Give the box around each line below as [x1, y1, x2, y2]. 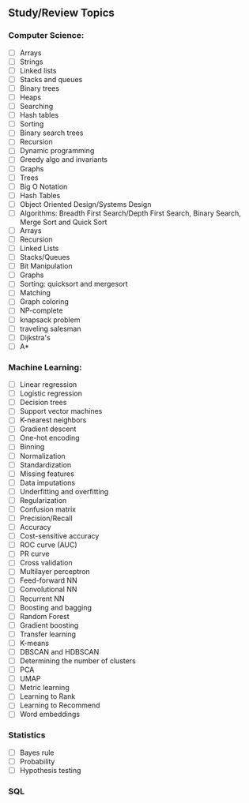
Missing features [19, 469, 75, 478]
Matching [19, 288, 51, 298]
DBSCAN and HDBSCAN [19, 647, 100, 656]
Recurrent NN [19, 594, 65, 603]
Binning [19, 442, 45, 452]
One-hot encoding [19, 433, 81, 443]
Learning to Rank [19, 692, 76, 701]
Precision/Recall [19, 513, 73, 523]
